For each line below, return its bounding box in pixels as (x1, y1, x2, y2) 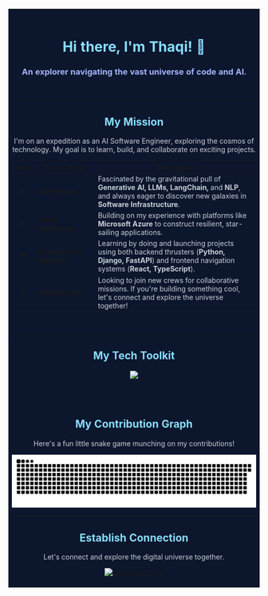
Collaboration (37, 288, 84, 298)
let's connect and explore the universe (97, 292, 224, 302)
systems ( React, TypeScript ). (97, 264, 195, 274)
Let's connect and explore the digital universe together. (43, 552, 225, 562)
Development (37, 247, 83, 256)
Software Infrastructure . (97, 199, 181, 209)
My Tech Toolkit (93, 349, 175, 363)
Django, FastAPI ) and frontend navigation (97, 256, 235, 265)
